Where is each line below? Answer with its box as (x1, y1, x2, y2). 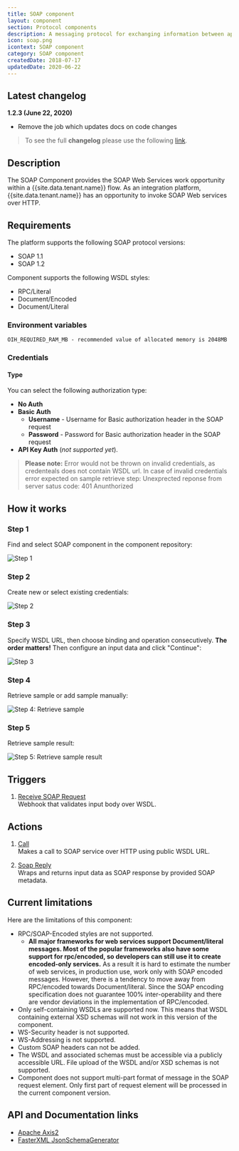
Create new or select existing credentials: (7, 588, 129, 597)
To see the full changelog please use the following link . (24, 136, 187, 145)
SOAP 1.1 (17, 252, 43, 261)
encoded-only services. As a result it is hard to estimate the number (28, 959, 231, 968)
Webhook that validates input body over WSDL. (17, 800, 156, 809)
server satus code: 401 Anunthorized (24, 482, 134, 490)
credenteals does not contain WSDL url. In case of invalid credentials (24, 467, 228, 475)
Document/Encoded (17, 295, 77, 304)
